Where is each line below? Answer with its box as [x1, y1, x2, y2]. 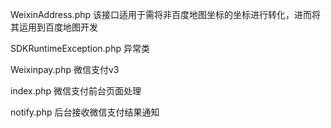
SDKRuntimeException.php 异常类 [10, 43, 150, 54]
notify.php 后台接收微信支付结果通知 [10, 106, 160, 118]
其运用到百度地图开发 [10, 21, 98, 33]
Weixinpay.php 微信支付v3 [10, 64, 120, 75]
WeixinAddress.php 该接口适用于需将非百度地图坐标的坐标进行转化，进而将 [10, 9, 322, 20]
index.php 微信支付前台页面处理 [10, 85, 142, 97]
